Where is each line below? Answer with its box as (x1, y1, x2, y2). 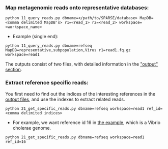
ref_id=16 (5, 139, 26, 144)
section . (5, 67, 22, 73)
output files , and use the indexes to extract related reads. (5, 96, 125, 102)
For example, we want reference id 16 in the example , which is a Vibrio (12, 119, 161, 126)
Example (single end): (12, 34, 59, 40)
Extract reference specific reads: (5, 79, 89, 86)
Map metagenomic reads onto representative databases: (5, 4, 149, 11)
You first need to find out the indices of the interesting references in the (5, 91, 156, 97)
